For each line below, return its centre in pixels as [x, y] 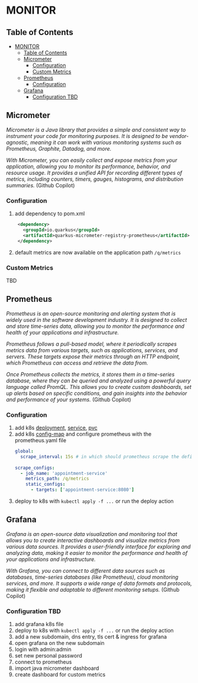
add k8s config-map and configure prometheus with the [83, 434]
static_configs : [46, 484]
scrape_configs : [35, 468]
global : [24, 451]
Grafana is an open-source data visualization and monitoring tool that [92, 534]
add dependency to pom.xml [50, 213]
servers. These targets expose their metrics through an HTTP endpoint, [93, 356]
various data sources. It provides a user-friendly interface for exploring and [98, 547]
